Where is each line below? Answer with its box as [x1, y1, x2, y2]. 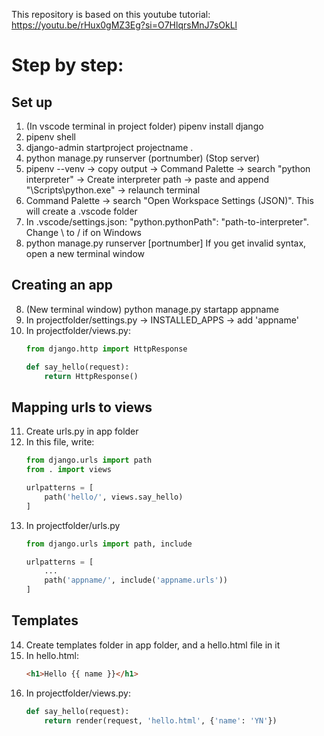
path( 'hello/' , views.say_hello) [44, 492, 184, 502]
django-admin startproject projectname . [25, 142, 194, 153]
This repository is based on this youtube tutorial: [11, 9, 211, 20]
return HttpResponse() [44, 371, 139, 381]
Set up [11, 94, 53, 111]
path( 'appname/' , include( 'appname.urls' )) [44, 575, 228, 586]
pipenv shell [25, 131, 76, 143]
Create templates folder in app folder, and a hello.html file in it [25, 639, 281, 651]
